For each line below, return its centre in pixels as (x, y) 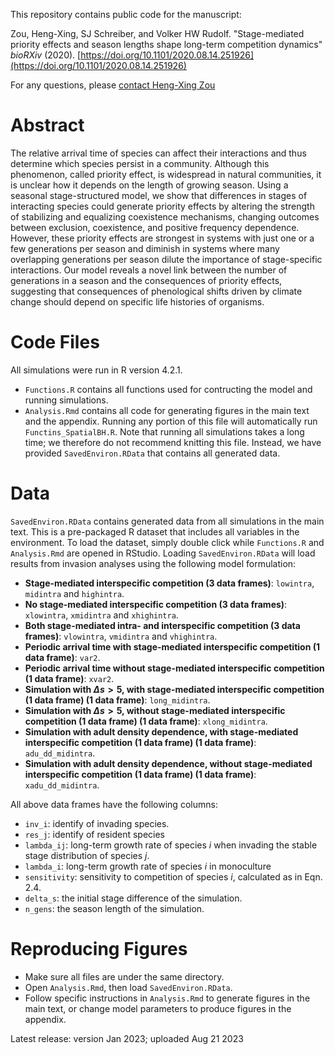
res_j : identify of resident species (95, 834)
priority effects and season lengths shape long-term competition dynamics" (166, 44)
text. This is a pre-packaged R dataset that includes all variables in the (155, 531)
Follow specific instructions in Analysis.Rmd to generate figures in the (167, 998)
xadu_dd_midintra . (62, 785)
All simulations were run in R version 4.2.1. (96, 370)
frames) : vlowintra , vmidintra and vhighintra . (121, 636)
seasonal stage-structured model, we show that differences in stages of (159, 195)
